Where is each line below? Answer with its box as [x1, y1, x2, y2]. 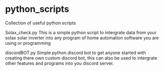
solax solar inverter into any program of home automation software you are [5, 35, 159, 41]
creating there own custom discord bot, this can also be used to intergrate [5, 55, 158, 61]
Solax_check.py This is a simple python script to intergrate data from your [5, 29, 157, 35]
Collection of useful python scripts [5, 20, 76, 26]
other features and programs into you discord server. [5, 60, 114, 66]
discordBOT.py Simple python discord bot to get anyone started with [5, 50, 146, 56]
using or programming [5, 40, 51, 46]
